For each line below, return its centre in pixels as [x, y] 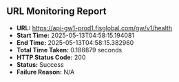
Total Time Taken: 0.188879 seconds [69, 50]
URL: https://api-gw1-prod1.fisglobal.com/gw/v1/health [94, 28]
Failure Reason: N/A [45, 72]
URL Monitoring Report [57, 11]
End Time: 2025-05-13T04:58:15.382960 [75, 42]
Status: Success [40, 64]
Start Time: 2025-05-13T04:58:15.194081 [75, 35]
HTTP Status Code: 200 [51, 57]
